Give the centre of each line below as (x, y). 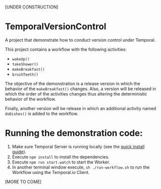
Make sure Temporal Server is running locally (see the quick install (78, 146)
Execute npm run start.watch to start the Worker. (61, 162)
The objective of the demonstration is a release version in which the (73, 83)
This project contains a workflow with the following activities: (66, 49)
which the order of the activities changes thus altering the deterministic (76, 94)
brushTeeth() (25, 75)
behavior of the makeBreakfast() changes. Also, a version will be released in (80, 89)
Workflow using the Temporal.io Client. (51, 172)
